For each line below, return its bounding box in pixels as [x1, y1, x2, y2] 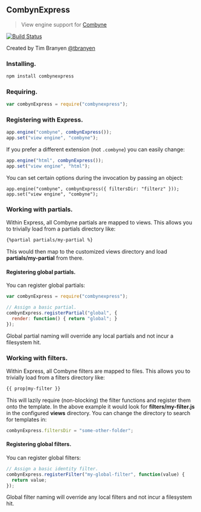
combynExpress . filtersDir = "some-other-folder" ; [6, 427, 134, 433]
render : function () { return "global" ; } [11, 315, 118, 321]
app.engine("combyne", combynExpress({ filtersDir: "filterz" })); [6, 186, 180, 192]
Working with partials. [6, 205, 73, 214]
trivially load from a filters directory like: [6, 374, 106, 381]
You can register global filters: [6, 454, 81, 461]
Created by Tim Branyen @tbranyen [6, 44, 95, 51]
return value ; [11, 477, 47, 483]
